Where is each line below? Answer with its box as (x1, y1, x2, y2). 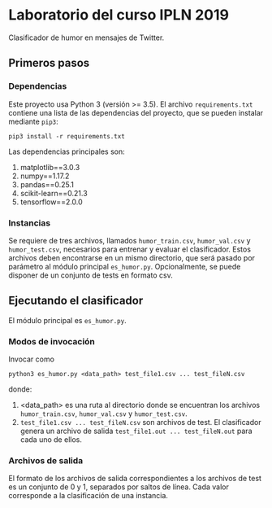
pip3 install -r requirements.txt (8, 132, 126, 140)
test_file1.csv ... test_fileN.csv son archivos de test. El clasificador (19, 418, 261, 427)
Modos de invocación (8, 335, 96, 347)
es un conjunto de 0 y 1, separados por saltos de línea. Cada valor (8, 482, 230, 492)
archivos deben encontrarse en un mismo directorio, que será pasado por (8, 252, 256, 262)
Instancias (8, 217, 51, 229)
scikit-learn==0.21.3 (19, 188, 88, 198)
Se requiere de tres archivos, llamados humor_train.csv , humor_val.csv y (8, 235, 251, 245)
